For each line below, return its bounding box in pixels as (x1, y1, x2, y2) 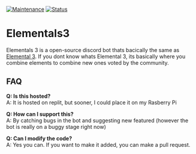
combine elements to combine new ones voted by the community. (6, 59, 169, 66)
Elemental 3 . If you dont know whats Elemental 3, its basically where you (6, 53, 186, 60)
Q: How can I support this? (6, 110, 74, 117)
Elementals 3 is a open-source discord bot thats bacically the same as (6, 46, 180, 53)
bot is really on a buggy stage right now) (6, 123, 107, 130)
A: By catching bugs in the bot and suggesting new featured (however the (6, 117, 189, 124)
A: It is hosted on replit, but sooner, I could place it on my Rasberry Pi (6, 99, 177, 106)
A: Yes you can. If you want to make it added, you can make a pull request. (6, 141, 191, 148)
